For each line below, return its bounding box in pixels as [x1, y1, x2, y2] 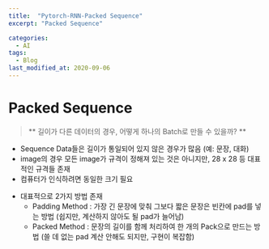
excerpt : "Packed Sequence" [8, 19, 104, 27]
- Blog [15, 57, 38, 65]
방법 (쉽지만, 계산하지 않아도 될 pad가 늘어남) [41, 211, 185, 221]
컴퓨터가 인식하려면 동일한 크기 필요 [19, 174, 134, 184]
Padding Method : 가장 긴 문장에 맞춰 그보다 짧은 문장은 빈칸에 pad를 [32, 201, 254, 211]
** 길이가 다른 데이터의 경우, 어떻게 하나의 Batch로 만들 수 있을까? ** [28, 126, 247, 136]
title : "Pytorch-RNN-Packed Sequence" [8, 11, 143, 20]
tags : [8, 49, 27, 57]
